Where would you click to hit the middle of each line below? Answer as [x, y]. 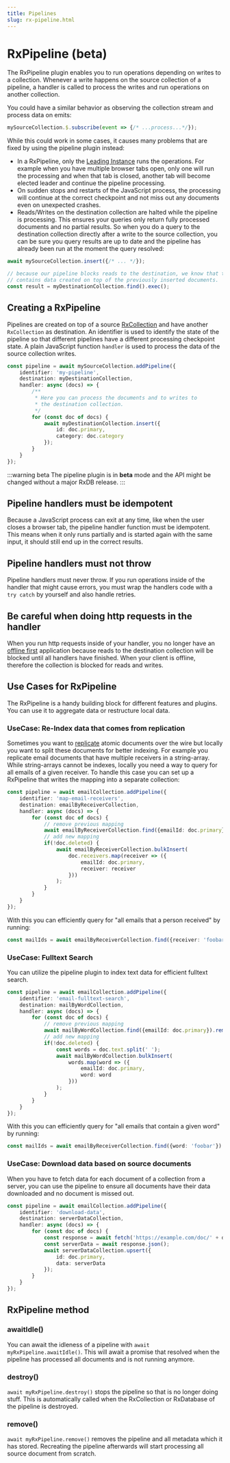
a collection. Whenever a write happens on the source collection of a [104, 80]
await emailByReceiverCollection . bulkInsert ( [122, 850]
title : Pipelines [32, 13]
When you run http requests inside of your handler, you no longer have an [111, 643]
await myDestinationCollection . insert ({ [102, 423]
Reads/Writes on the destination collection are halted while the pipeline [117, 213]
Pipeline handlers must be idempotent [90, 504]
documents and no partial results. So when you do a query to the [108, 227]
